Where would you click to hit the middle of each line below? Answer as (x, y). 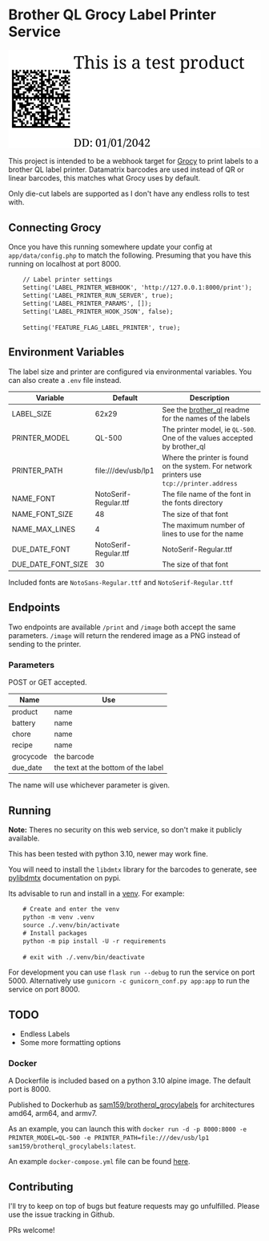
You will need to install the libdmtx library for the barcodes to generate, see (133, 869)
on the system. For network (207, 466)
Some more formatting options (70, 1043)
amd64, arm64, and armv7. (53, 1113)
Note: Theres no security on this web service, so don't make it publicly (125, 830)
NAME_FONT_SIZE (42, 514)
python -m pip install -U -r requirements (94, 942)
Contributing (41, 1187)
